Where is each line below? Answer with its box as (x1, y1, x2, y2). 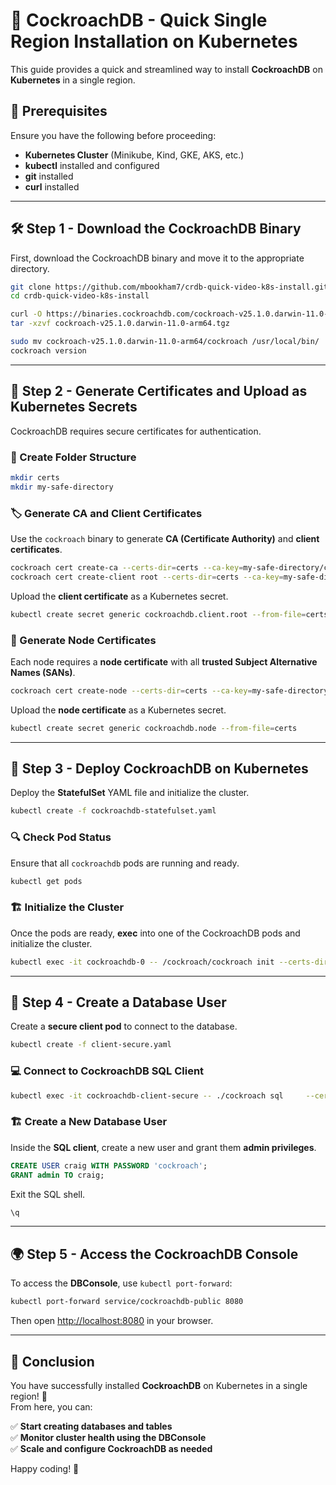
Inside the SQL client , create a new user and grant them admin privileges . (10, 1141, 317, 1153)
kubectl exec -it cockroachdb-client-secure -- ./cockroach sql (10, 1090, 284, 1101)
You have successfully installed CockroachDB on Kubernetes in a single (10, 1379, 308, 1391)
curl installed (24, 180, 80, 193)
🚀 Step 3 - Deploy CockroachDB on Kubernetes (10, 760, 309, 778)
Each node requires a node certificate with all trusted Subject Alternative (10, 655, 318, 668)
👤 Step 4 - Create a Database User (10, 994, 227, 1011)
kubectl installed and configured (24, 159, 160, 171)
